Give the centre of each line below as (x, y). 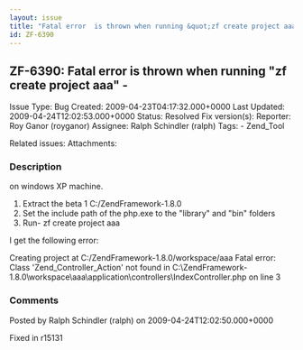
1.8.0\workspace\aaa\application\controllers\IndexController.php (128, 277)
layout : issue (36, 18)
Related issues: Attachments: (63, 143)
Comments (34, 300)
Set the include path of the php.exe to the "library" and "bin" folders (149, 214)
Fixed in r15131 (36, 337)
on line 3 (265, 277)
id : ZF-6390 (32, 34)
